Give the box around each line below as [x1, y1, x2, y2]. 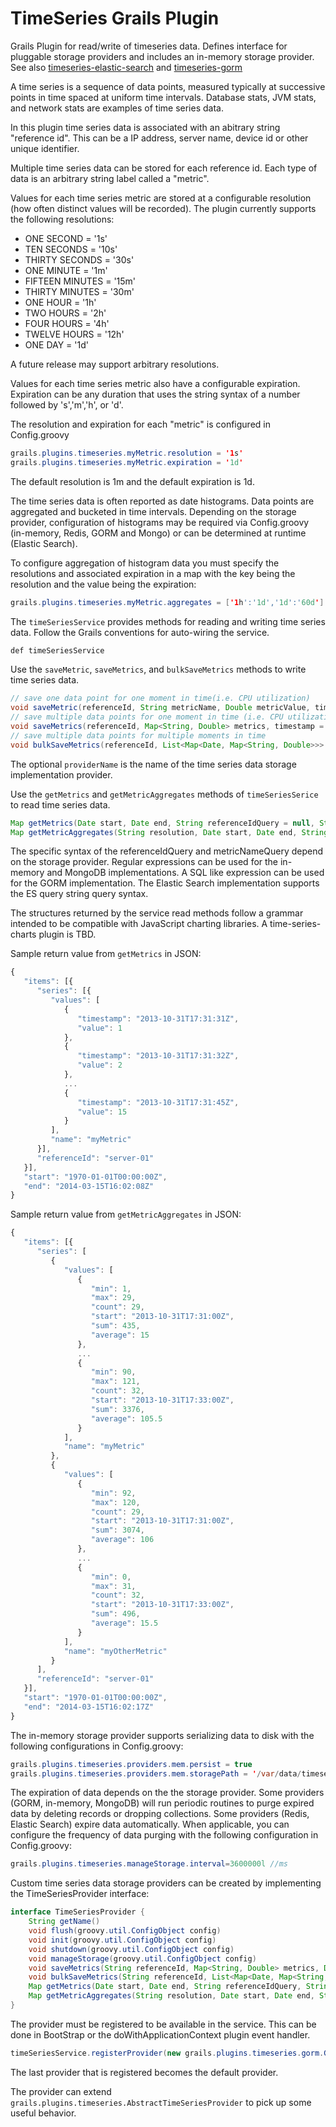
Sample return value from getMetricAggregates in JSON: [10, 1208, 242, 1221]
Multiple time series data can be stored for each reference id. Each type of [10, 162, 318, 174]
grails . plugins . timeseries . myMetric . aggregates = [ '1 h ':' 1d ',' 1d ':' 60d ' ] [10, 597, 325, 607]
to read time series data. [10, 798, 111, 811]
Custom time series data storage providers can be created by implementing [10, 1877, 322, 1889]
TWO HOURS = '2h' [24, 307, 107, 319]
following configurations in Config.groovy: [10, 1740, 184, 1752]
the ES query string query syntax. [10, 888, 149, 900]
